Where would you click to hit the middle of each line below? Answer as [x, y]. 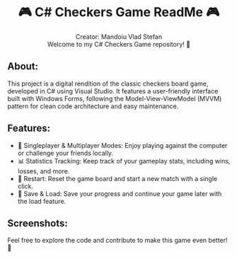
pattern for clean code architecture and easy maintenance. [93, 106]
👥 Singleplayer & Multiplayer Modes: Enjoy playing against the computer [122, 145]
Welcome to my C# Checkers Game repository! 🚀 [119, 44]
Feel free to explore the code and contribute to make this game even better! [117, 241]
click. [25, 186]
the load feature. [42, 201]
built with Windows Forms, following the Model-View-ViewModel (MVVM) [115, 98]
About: [23, 67]
